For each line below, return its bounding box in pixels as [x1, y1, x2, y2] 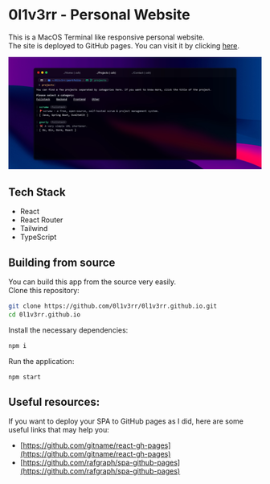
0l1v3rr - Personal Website [8, 6, 190, 24]
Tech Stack [8, 185, 66, 199]
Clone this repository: [8, 286, 80, 296]
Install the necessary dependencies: [8, 325, 129, 335]
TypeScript [19, 232, 57, 242]
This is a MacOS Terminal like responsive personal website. [8, 32, 205, 42]
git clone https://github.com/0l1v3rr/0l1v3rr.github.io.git [8, 302, 218, 311]
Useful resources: [8, 395, 100, 408]
